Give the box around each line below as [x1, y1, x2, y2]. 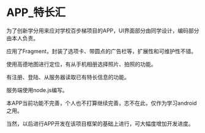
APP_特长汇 [6, 5, 66, 20]
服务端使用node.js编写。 [6, 86, 69, 93]
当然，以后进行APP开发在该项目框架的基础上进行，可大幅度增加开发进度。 [6, 120, 194, 127]
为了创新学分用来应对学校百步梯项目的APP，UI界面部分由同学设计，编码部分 [6, 27, 199, 34]
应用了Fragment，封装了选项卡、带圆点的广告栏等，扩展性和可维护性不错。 [6, 47, 197, 55]
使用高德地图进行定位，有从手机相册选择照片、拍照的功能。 [6, 60, 157, 68]
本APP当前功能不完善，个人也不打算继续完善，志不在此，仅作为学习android [6, 99, 197, 107]
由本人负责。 [6, 34, 39, 41]
